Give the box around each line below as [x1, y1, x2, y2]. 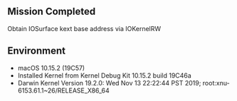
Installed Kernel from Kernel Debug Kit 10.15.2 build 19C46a [17, 71, 192, 80]
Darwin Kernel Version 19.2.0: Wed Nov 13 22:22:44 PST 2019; [17, 78, 201, 87]
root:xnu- [202, 78, 230, 87]
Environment [7, 45, 66, 57]
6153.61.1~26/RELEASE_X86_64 [17, 86, 110, 95]
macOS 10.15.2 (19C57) [17, 64, 85, 72]
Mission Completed [7, 6, 96, 18]
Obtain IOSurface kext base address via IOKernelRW [7, 24, 162, 32]
